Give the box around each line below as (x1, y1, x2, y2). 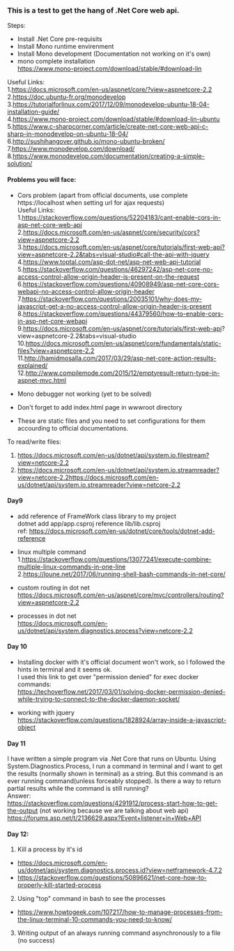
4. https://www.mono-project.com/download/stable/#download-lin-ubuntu (7, 115, 220, 123)
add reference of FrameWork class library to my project (17, 511, 176, 520)
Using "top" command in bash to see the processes (17, 895, 166, 903)
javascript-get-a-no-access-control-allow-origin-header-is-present (17, 302, 212, 310)
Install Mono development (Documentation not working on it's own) (17, 49, 211, 58)
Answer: (7, 791, 31, 800)
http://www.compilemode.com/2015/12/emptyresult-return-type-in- (25, 369, 220, 377)
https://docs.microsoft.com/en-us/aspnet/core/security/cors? (23, 228, 201, 236)
